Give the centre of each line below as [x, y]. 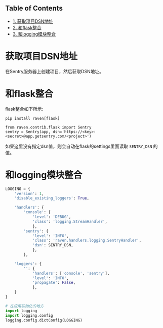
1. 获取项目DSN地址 [33, 21]
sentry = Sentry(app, [28, 132]
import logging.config [29, 315]
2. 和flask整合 [27, 27]
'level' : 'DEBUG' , [52, 217]
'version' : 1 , [29, 193]
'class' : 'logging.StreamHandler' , [70, 221]
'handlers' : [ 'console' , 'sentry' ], [71, 273]
